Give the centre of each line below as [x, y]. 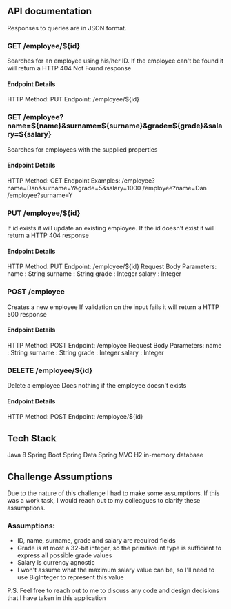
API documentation [49, 11]
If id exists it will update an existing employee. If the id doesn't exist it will [111, 228]
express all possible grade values [64, 555]
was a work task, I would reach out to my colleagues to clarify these [104, 500]
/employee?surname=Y [40, 195]
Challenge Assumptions [60, 476]
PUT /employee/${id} [44, 213]
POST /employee [36, 292]
